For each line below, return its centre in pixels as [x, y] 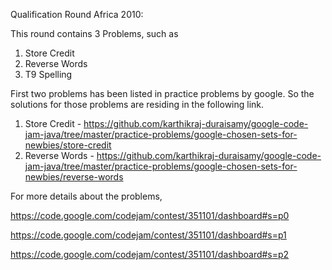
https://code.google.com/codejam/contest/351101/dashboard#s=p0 [150, 215]
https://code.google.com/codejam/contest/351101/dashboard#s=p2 [150, 254]
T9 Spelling [48, 74]
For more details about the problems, [86, 196]
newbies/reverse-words [74, 177]
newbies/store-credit [68, 145]
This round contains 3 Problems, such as [94, 33]
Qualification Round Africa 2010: [77, 14]
